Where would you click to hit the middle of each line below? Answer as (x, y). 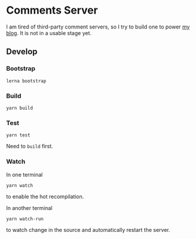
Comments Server (52, 10)
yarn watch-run (25, 219)
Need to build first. (30, 146)
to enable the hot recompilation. (45, 196)
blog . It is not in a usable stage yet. (49, 33)
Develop (22, 52)
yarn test (18, 135)
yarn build (20, 108)
